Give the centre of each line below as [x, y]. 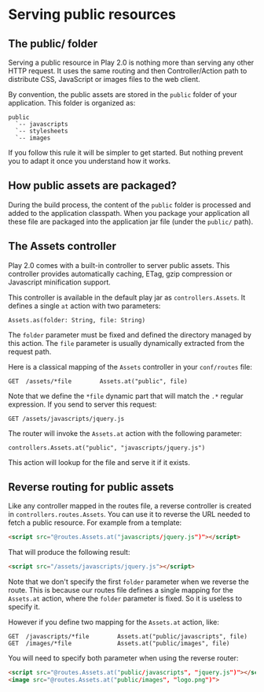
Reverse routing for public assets [91, 487]
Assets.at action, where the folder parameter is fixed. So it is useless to [125, 599]
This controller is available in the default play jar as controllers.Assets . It [127, 297]
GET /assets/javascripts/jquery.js [66, 419]
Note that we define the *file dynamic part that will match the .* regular [126, 396]
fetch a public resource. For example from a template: [95, 523]
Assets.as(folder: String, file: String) [77, 320]
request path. [30, 352]
